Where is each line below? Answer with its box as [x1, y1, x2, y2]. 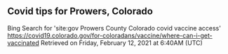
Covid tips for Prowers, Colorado [7, 6, 153, 17]
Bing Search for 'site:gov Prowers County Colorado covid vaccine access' [7, 24, 221, 32]
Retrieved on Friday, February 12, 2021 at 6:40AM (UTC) [41, 38, 203, 47]
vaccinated [7, 38, 40, 47]
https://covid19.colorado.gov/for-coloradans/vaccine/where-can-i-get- [7, 31, 213, 39]
